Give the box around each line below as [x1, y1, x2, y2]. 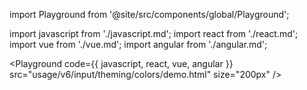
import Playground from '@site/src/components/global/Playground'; [9, 9, 290, 20]
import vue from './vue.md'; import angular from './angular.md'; [9, 39, 268, 50]
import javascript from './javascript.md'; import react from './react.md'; [9, 28, 299, 39]
